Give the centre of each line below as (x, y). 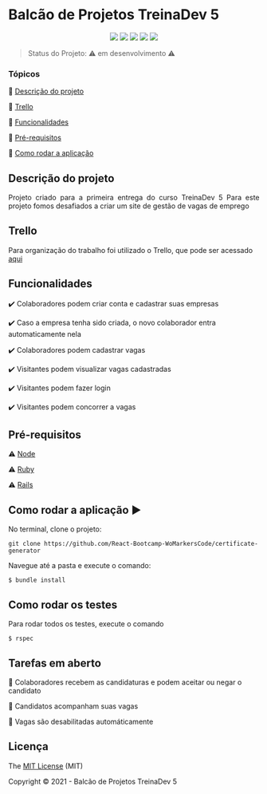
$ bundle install (37, 580)
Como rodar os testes (63, 604)
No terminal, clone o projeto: (55, 529)
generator (25, 551)
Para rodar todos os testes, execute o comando (86, 624)
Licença (29, 747)
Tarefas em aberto (55, 663)
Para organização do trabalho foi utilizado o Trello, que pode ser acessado (131, 250)
